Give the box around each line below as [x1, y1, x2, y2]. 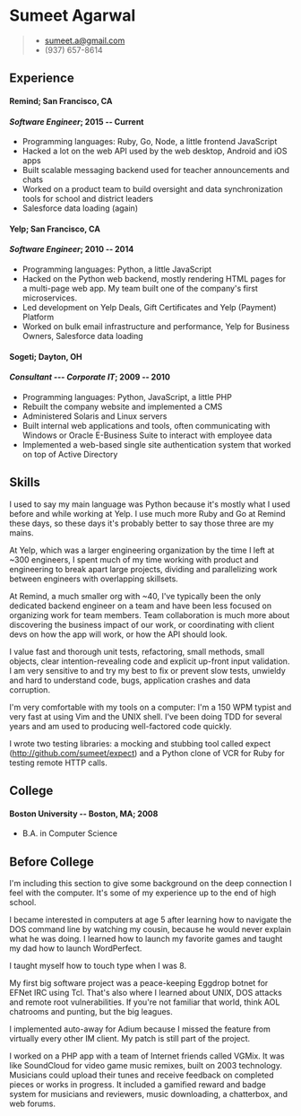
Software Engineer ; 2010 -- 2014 [9, 244, 134, 255]
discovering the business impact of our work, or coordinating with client [9, 619, 275, 630]
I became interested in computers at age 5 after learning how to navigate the [9, 914, 292, 925]
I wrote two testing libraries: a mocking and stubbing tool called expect [9, 737, 271, 749]
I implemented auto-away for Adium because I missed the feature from [9, 1024, 271, 1034]
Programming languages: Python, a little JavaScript [21, 264, 212, 275]
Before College [9, 854, 94, 869]
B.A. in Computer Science [21, 828, 118, 839]
